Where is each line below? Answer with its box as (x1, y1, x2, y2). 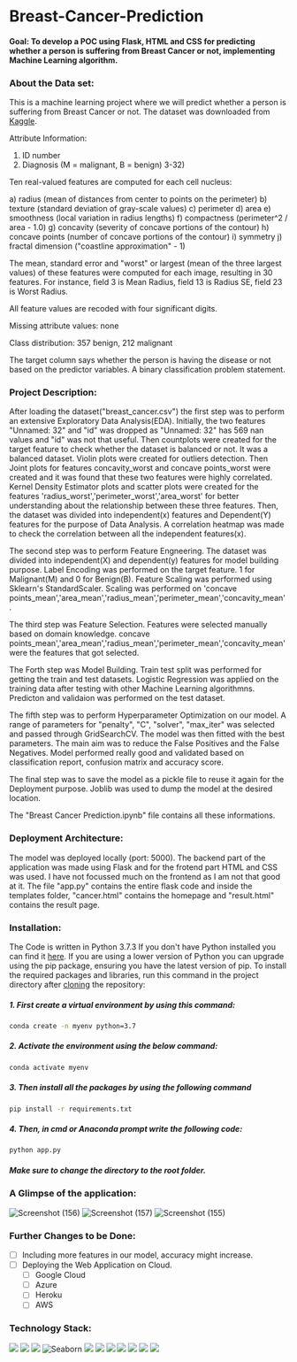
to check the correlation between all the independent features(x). (9, 528, 247, 539)
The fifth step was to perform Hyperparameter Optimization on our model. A (9, 710, 286, 720)
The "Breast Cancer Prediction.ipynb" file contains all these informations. (9, 810, 276, 820)
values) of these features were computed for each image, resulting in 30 (9, 267, 273, 278)
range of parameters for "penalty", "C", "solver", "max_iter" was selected (9, 719, 276, 730)
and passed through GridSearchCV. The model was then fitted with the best (9, 728, 286, 740)
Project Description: (9, 387, 97, 398)
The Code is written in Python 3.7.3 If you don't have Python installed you (9, 941, 277, 952)
